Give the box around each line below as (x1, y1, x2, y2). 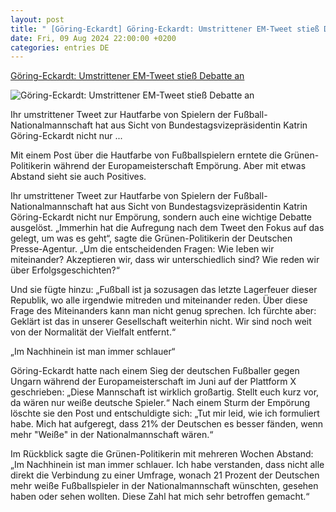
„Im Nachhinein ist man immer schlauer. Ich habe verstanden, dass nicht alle (10, 459, 325, 471)
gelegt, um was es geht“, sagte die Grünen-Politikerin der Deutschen (10, 232, 293, 245)
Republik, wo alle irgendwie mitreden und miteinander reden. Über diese (10, 294, 308, 306)
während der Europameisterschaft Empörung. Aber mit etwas (53, 160, 307, 172)
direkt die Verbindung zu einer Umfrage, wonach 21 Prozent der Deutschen (10, 469, 320, 481)
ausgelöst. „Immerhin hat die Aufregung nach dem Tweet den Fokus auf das (10, 222, 325, 234)
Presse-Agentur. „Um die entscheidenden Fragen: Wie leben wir (10, 243, 275, 255)
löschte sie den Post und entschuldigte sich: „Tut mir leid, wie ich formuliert (10, 407, 320, 420)
